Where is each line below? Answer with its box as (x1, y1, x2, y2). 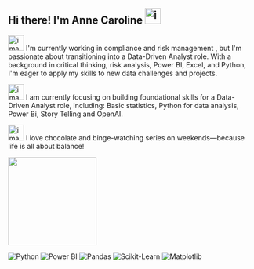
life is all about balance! (8, 141, 85, 151)
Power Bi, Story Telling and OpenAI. (8, 109, 124, 118)
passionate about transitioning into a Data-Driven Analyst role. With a (8, 52, 231, 61)
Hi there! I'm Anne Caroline (8, 13, 143, 27)
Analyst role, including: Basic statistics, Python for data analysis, (31, 100, 239, 110)
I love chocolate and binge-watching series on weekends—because (25, 133, 245, 142)
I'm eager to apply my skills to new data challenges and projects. (8, 68, 218, 78)
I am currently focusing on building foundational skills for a (25, 92, 216, 102)
